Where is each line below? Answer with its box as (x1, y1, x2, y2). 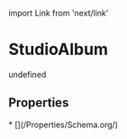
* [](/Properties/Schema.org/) (8, 119, 119, 130)
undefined (8, 69, 47, 79)
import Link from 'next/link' (8, 8, 109, 18)
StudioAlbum (8, 40, 109, 60)
